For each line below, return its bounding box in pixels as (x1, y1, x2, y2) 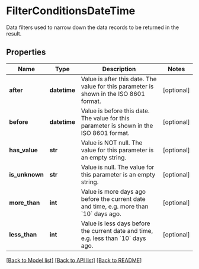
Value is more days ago (81, 187, 146, 196)
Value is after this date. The (81, 75, 157, 83)
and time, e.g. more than (81, 202, 149, 210)
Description (102, 65, 136, 73)
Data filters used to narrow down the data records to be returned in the (6, 24, 179, 31)
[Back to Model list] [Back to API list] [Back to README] (6, 257, 142, 264)
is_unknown (9, 170, 44, 178)
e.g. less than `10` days (81, 234, 146, 242)
